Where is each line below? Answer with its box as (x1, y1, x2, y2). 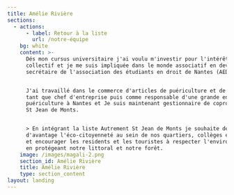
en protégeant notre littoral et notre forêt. (25, 144, 164, 152)
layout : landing (7, 177, 54, 185)
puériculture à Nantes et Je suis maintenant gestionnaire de (25, 100, 210, 107)
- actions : (13, 23, 45, 30)
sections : (7, 17, 36, 24)
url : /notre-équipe (32, 36, 89, 43)
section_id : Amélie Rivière (19, 157, 101, 164)
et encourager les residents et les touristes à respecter (25, 138, 201, 145)
